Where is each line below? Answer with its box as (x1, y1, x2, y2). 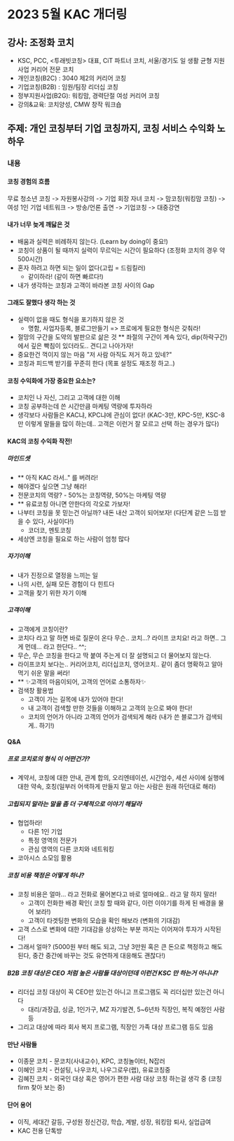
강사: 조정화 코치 (7, 36, 75, 48)
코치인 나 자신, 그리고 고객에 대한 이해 (17, 393, 121, 402)
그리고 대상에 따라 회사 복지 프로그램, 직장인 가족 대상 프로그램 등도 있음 (17, 1023, 214, 1031)
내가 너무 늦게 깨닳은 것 (7, 220, 70, 228)
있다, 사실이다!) (32, 517, 74, 526)
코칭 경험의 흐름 (7, 177, 50, 186)
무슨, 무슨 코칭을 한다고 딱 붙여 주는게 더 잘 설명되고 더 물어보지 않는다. (17, 651, 212, 660)
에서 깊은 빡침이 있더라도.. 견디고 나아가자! (17, 341, 134, 350)
